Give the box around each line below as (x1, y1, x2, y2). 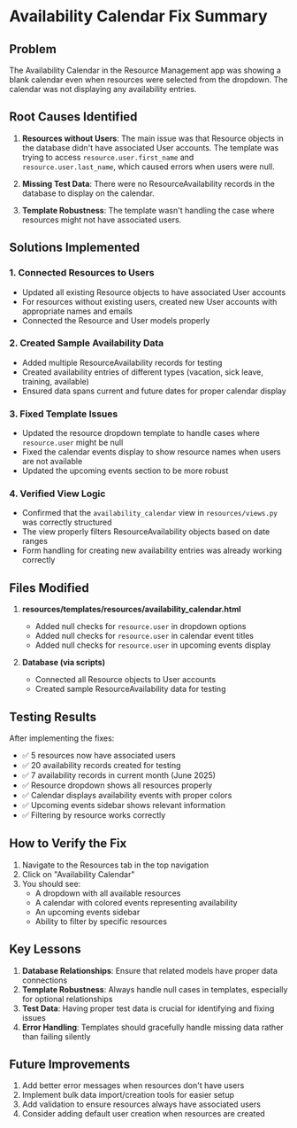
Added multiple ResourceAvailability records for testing (21, 357, 223, 368)
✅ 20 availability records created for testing (21, 760, 181, 771)
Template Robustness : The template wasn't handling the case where (21, 205, 275, 215)
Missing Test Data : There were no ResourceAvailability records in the (21, 178, 276, 189)
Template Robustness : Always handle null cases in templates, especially (21, 984, 288, 994)
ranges (21, 536, 49, 547)
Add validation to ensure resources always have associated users (21, 1099, 261, 1109)
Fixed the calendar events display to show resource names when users (21, 447, 281, 457)
